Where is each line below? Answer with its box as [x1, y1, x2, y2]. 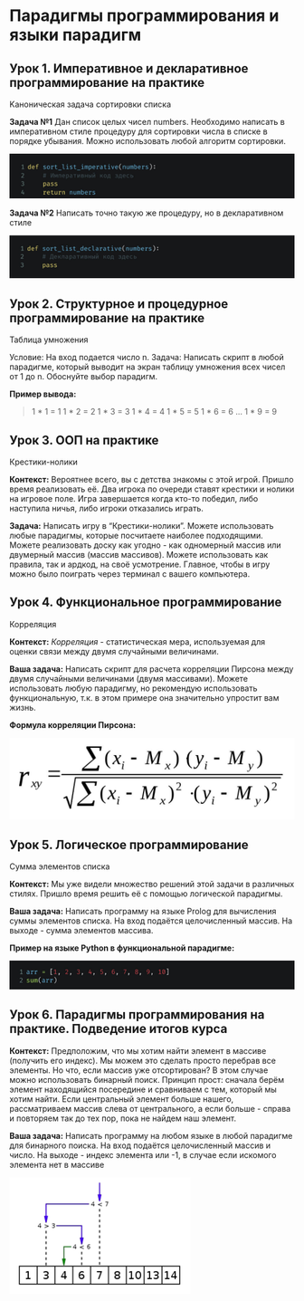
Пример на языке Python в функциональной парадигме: [9, 942, 235, 953]
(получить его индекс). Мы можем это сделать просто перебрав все [9, 1055, 276, 1066]
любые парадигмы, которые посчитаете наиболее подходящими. [9, 530, 264, 540]
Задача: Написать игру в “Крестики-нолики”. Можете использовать [9, 520, 274, 531]
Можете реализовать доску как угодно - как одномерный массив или [9, 540, 281, 550]
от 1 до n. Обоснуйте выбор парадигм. [9, 371, 158, 382]
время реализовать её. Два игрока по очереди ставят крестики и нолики [9, 483, 295, 494]
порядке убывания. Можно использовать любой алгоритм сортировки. [9, 136, 287, 146]
